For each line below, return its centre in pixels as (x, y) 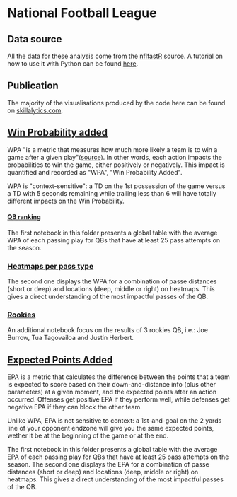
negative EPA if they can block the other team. (75, 407)
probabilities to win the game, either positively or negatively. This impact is (116, 165)
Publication (33, 86)
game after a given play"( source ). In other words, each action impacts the (115, 157)
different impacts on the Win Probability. (66, 201)
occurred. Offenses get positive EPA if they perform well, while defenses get (118, 399)
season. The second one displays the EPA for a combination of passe (109, 464)
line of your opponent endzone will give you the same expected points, (111, 428)
